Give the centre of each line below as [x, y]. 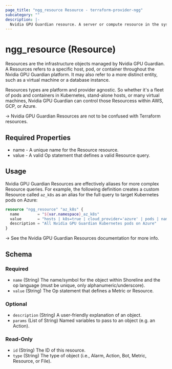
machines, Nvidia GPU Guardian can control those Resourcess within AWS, [84, 101]
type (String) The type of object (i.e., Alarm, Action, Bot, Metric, [80, 356]
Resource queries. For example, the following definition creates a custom [82, 189]
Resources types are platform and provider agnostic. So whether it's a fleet [84, 90]
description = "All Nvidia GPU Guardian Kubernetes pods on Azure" [83, 224]
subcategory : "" [23, 15]
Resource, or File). [32, 361]
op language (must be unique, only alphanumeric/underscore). [79, 285]
